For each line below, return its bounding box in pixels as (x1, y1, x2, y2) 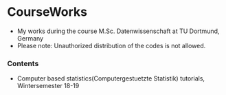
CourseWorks (7, 4, 88, 20)
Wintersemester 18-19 (16, 82, 80, 90)
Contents (7, 59, 39, 68)
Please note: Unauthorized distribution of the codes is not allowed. (16, 41, 206, 50)
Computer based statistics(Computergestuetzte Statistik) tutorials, (16, 74, 205, 83)
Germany (16, 34, 43, 42)
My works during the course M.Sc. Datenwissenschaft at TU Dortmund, (16, 27, 220, 35)
